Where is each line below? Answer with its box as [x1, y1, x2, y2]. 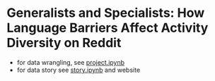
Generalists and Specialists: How [6, 5, 205, 21]
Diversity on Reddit [6, 35, 122, 51]
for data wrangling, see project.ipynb [16, 58, 125, 66]
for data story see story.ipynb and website [16, 66, 141, 74]
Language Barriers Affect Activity [6, 20, 209, 36]
